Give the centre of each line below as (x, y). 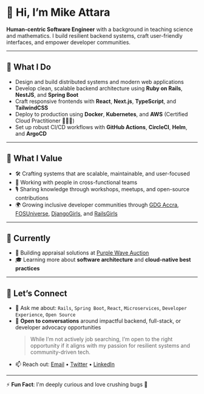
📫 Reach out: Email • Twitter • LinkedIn (65, 364)
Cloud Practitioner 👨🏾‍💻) (45, 121)
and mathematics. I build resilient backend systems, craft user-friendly (95, 35)
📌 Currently (28, 238)
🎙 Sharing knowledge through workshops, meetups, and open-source (102, 189)
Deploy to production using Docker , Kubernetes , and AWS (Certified (101, 114)
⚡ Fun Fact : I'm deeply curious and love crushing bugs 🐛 (77, 385)
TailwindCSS (32, 107)
